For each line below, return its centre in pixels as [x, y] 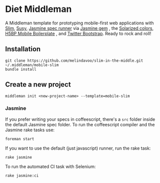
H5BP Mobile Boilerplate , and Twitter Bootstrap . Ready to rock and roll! [78, 33]
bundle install [21, 69]
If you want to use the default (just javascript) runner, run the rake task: [78, 148]
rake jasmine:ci [22, 176]
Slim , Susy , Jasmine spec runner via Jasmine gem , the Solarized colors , [80, 28]
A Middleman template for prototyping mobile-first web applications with [80, 23]
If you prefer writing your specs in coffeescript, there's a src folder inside [80, 119]
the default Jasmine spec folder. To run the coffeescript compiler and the [80, 124]
